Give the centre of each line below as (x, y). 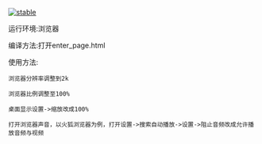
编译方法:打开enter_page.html (57, 45)
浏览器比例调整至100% (39, 94)
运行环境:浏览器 (34, 28)
